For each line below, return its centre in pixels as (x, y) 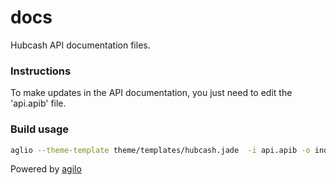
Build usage (39, 129)
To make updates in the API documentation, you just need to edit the (151, 93)
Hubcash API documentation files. (80, 45)
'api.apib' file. (38, 103)
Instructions (41, 71)
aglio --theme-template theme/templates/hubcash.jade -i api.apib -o (160, 150)
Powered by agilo (46, 169)
